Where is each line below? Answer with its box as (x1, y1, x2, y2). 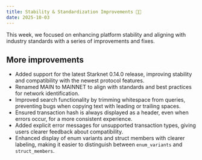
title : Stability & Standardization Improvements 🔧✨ (6, 8, 142, 15)
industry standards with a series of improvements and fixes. (6, 37, 155, 45)
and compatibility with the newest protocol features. (14, 77, 145, 84)
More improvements (6, 55, 84, 65)
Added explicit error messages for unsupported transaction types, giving (14, 122, 196, 129)
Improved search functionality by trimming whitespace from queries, (14, 96, 186, 103)
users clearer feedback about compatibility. (14, 128, 124, 135)
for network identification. (14, 90, 80, 97)
